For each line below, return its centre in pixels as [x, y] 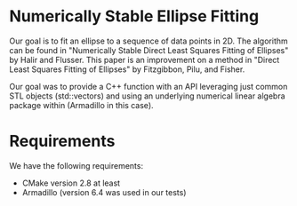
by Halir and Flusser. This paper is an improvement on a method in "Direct [144, 59]
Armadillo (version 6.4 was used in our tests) [104, 192]
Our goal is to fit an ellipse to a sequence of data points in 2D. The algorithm [149, 41]
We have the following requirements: [76, 165]
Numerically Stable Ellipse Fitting [134, 16]
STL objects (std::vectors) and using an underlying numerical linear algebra [148, 96]
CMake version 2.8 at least [71, 183]
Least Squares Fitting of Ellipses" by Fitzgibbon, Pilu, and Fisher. [127, 69]
